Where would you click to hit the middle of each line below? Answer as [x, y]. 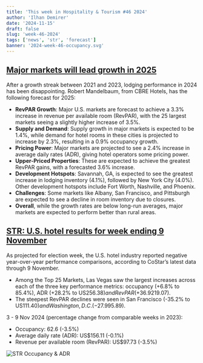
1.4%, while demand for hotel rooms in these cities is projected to [97, 135]
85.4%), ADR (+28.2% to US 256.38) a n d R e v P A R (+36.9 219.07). [93, 293]
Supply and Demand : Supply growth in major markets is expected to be [105, 128]
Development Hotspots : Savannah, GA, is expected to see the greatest [104, 174]
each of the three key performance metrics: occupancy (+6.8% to [97, 286]
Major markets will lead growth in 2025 [82, 70]
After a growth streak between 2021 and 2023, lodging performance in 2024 [102, 85]
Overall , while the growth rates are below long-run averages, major [99, 206]
